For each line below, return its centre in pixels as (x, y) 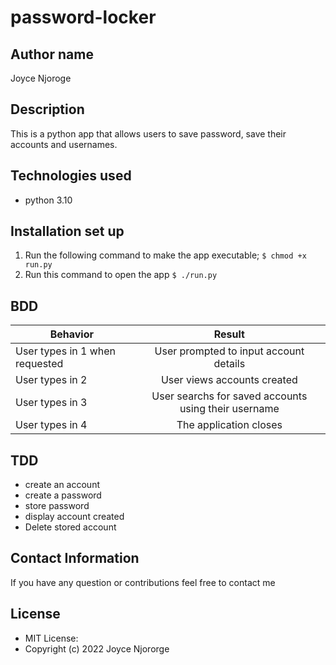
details (229, 364)
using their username (229, 409)
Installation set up (67, 231)
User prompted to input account (229, 351)
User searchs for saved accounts (229, 396)
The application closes (229, 425)
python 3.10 (48, 200)
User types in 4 (51, 425)
